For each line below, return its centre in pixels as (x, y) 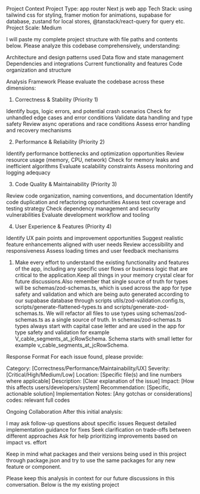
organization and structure (39, 70)
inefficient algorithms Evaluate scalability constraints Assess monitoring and (100, 166)
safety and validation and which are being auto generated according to (102, 294)
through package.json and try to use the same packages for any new (91, 460)
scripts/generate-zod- (141, 307)
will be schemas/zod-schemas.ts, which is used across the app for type (103, 288)
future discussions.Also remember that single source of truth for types (101, 281)
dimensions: (21, 88)
